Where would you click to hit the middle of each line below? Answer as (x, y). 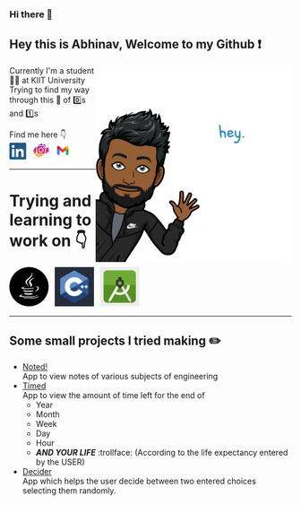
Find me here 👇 (38, 135)
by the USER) (60, 462)
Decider (37, 472)
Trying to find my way (49, 90)
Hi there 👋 (31, 14)
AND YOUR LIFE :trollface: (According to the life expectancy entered (162, 453)
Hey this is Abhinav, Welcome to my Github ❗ (135, 44)
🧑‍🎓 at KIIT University (47, 80)
